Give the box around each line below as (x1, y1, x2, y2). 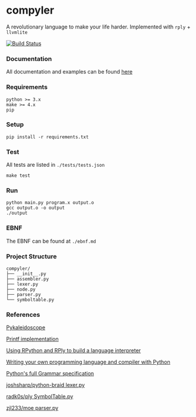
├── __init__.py (6, 271, 46, 277)
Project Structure (6, 252, 57, 260)
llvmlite (6, 29, 28, 36)
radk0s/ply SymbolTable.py (6, 393, 74, 400)
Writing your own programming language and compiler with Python (6, 358, 170, 365)
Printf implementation (6, 336, 59, 343)
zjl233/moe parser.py (6, 405, 59, 412)
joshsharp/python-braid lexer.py (6, 381, 85, 389)
